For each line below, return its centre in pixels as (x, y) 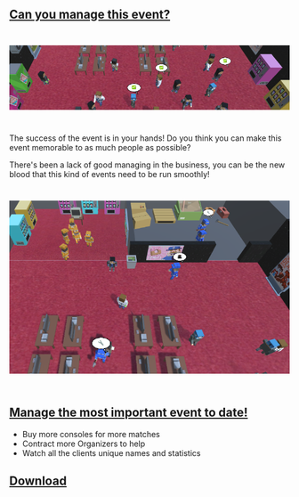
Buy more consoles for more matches (91, 434)
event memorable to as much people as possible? (100, 148)
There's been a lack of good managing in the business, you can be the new (147, 165)
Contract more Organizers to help (84, 444)
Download (38, 481)
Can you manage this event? (90, 15)
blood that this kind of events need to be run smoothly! (110, 175)
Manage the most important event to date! (129, 413)
